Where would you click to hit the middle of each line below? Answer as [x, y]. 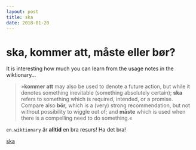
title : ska [20, 17]
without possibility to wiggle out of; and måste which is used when [103, 112]
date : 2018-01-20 [28, 23]
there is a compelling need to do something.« [76, 118]
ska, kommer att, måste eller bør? [91, 52]
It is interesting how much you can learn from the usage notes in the [90, 68]
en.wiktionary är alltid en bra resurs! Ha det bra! [66, 130]
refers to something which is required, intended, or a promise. [97, 99]
